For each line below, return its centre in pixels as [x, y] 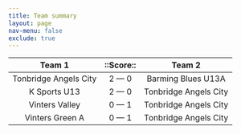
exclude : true [32, 38]
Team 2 [186, 65]
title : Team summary [43, 16]
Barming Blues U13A [186, 79]
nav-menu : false [35, 30]
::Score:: [120, 65]
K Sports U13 [55, 91]
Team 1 [55, 65]
